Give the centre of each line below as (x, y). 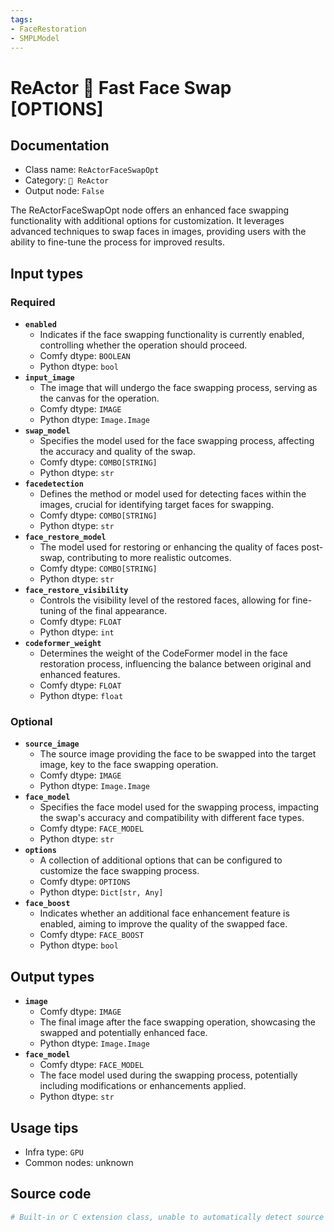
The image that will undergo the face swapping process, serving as (178, 388)
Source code (51, 1194)
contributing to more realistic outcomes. (149, 558)
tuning (53, 611)
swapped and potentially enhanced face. (123, 1033)
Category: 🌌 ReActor (67, 180)
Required (33, 302)
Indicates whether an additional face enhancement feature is (164, 913)
